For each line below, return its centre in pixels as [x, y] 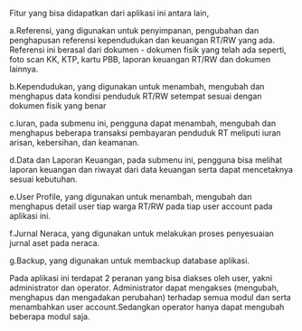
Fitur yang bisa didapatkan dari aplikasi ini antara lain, [109, 13]
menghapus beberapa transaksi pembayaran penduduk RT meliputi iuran [146, 133]
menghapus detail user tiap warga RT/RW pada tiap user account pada [141, 206]
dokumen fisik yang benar [58, 106]
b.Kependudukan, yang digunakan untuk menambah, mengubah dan [137, 86]
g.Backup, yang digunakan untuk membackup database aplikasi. [130, 260]
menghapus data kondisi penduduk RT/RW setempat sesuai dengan [136, 96]
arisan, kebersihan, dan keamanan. [75, 142]
